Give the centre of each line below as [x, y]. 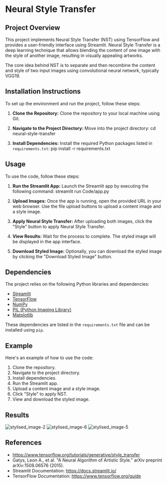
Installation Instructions [43, 92]
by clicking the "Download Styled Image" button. [62, 256]
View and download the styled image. [51, 399]
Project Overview [33, 28]
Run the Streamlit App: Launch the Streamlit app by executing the [80, 186]
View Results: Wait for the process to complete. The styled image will [84, 236]
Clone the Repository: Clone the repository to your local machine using [86, 113]
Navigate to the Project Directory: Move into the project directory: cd [84, 128]
